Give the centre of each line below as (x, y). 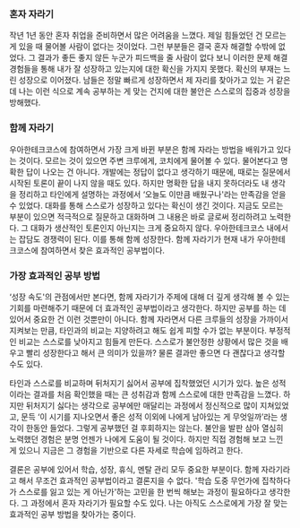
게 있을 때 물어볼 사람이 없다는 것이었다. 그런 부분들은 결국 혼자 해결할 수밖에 (143, 47)
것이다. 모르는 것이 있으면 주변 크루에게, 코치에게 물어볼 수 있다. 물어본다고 (149, 160)
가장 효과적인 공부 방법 (55, 275)
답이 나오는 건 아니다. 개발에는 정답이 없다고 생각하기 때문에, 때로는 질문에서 (158, 171)
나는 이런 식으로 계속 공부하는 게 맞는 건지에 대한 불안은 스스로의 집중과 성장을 (154, 91)
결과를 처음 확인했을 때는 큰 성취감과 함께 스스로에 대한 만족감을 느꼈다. (157, 394)
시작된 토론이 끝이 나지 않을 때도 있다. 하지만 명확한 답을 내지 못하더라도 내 (139, 183)
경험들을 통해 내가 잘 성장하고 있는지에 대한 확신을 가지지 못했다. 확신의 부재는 (146, 69)
